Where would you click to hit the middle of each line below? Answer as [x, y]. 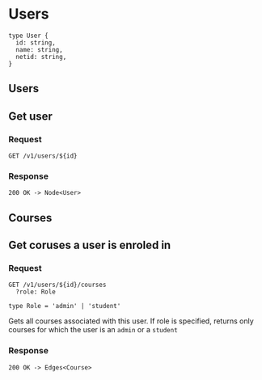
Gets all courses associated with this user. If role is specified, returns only [131, 321]
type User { [28, 36]
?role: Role [36, 292]
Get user [30, 116]
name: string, [39, 49]
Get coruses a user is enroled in [90, 245]
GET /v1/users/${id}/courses [57, 285]
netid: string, [41, 57]
